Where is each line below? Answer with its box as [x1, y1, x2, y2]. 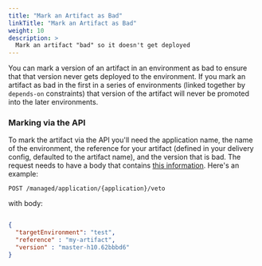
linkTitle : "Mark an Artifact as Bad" [8, 19, 137, 27]
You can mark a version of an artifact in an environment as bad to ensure [8, 63, 248, 73]
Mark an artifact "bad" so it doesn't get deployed [15, 42, 191, 50]
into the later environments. [8, 97, 99, 107]
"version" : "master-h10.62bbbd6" [15, 244, 130, 252]
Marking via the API [8, 117, 86, 129]
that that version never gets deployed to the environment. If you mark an [8, 72, 246, 81]
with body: [8, 199, 44, 208]
